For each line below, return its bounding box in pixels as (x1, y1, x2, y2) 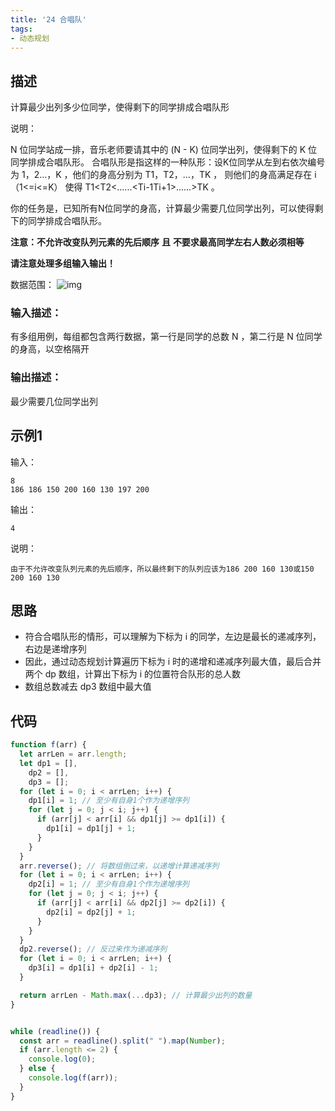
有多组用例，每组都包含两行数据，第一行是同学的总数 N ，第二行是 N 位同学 (10, 331, 323, 343)
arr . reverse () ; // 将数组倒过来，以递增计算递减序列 (19, 861, 220, 871)
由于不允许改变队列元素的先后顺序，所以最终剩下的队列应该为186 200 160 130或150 (10, 564, 315, 574)
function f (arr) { (10, 740, 87, 750)
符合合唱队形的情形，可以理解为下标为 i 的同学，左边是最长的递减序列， (24, 631, 322, 643)
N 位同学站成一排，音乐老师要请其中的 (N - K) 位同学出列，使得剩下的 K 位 (10, 144, 318, 156)
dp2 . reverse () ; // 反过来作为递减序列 (19, 944, 168, 955)
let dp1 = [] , (19, 758, 78, 768)
